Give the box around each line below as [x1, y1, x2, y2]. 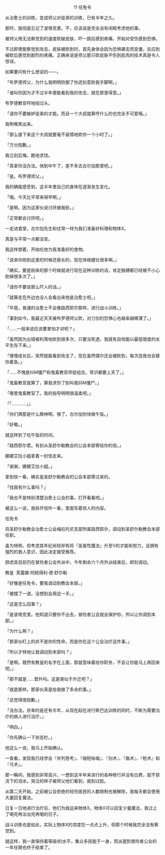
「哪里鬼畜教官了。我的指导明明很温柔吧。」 [5, 390, 93, 396]
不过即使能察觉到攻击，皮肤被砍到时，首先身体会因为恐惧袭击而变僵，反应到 [5, 46, 160, 52]
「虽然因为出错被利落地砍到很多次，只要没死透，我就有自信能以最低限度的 [5, 336, 156, 342]
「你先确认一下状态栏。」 [5, 735, 55, 740]
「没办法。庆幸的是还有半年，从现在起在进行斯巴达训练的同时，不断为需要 [5, 708, 156, 713]
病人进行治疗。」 [13, 713, 46, 719]
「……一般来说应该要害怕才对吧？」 [5, 326, 78, 331]
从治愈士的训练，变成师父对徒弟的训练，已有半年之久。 [5, 15, 117, 21]
